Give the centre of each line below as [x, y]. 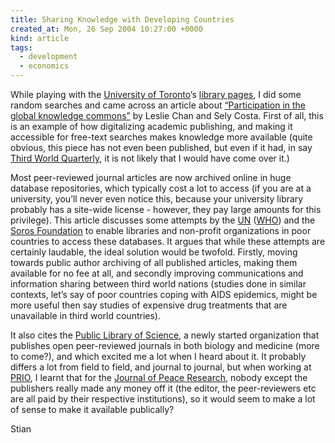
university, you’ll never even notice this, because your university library [157, 199]
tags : [21, 47]
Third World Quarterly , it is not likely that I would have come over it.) [150, 158]
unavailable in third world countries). [85, 315]
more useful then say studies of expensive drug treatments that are [149, 305]
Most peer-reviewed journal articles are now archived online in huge [151, 177]
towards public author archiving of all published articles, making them [154, 262]
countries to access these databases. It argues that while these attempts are [168, 241]
